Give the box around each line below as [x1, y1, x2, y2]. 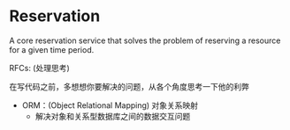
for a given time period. [9, 44, 95, 54]
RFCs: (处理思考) [9, 62, 71, 73]
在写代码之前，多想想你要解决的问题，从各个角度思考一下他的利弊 [9, 81, 249, 91]
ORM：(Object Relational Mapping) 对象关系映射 [21, 99, 199, 111]
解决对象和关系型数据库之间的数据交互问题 [34, 111, 191, 121]
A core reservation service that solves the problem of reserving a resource [9, 35, 281, 46]
